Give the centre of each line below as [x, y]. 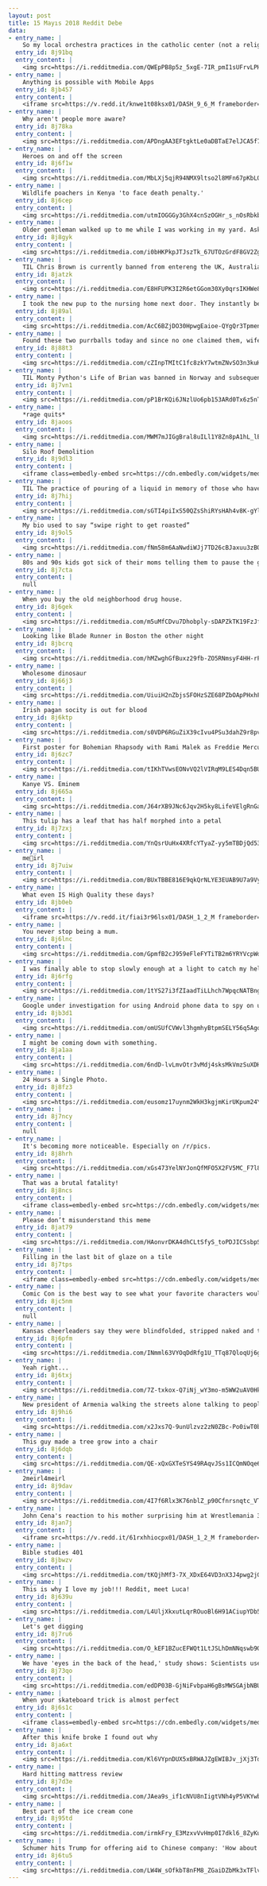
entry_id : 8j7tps [44, 1264]
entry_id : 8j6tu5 [44, 1855]
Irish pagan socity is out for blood [85, 711]
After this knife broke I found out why [90, 1737]
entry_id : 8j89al [44, 311]
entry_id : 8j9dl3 [44, 459]
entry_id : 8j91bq [44, 52]
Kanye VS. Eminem [51, 784]
